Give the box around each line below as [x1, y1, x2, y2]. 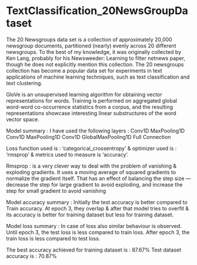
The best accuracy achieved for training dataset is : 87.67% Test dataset [6, 246, 182, 253]
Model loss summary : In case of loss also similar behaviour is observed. [6, 222, 182, 229]
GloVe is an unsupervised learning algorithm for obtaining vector [6, 91, 163, 98]
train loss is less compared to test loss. [6, 235, 101, 242]
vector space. [6, 115, 39, 123]
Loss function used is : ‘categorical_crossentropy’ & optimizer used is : [6, 145, 177, 152]
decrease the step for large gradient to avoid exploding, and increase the [6, 181, 183, 188]
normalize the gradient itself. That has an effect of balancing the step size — [6, 175, 191, 182]
